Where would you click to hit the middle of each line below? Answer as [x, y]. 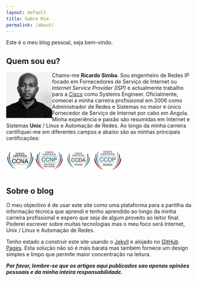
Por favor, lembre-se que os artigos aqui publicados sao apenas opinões [98, 266]
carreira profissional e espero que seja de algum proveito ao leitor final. [93, 218]
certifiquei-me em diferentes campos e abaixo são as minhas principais [93, 132]
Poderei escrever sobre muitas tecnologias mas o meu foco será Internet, [96, 224]
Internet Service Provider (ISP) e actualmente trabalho [118, 88]
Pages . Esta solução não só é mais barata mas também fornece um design [97, 248]
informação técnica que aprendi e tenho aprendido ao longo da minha [91, 211]
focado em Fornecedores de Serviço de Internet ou [115, 82]
